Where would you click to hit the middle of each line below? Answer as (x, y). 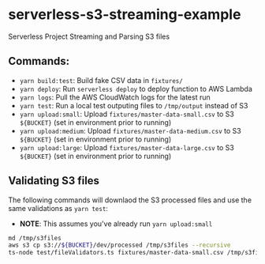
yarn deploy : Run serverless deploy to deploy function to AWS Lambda (136, 89)
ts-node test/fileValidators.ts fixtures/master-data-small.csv (116, 253)
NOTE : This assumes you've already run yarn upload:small (116, 224)
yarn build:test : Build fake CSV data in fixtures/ (101, 80)
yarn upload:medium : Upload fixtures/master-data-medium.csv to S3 (131, 130)
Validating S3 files (54, 181)
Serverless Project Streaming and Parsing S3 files (89, 36)
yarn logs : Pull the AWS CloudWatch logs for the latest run (115, 97)
